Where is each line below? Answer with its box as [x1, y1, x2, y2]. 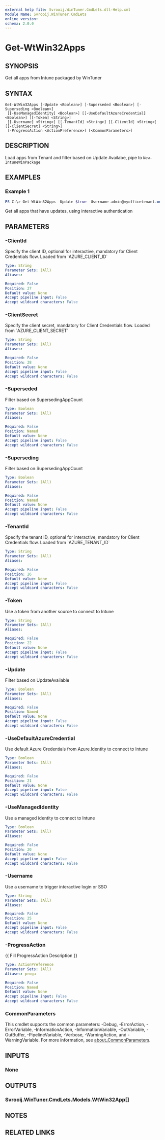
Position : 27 [5, 286, 32, 291]
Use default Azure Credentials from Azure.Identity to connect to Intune [5, 746, 148, 752]
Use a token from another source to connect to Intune [5, 608, 114, 614]
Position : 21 [5, 778, 32, 783]
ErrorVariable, [5, 1027, 33, 1032]
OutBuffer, [5, 1032, 26, 1038]
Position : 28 [5, 360, 32, 365]
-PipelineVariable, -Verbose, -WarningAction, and [27, 1032, 127, 1038]
